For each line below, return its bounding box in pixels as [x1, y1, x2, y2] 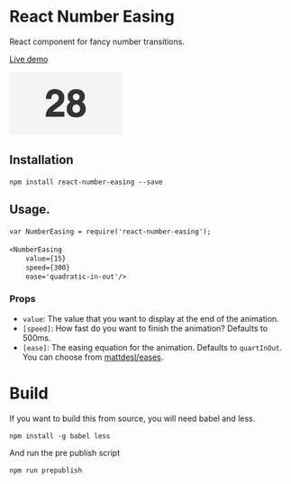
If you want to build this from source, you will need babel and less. [9, 413, 256, 424]
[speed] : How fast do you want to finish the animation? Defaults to [22, 323, 268, 333]
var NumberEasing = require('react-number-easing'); [9, 227, 212, 236]
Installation [9, 152, 74, 168]
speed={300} [25, 263, 70, 272]
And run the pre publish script [9, 447, 121, 458]
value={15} [25, 254, 67, 263]
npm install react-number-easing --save [9, 178, 164, 187]
